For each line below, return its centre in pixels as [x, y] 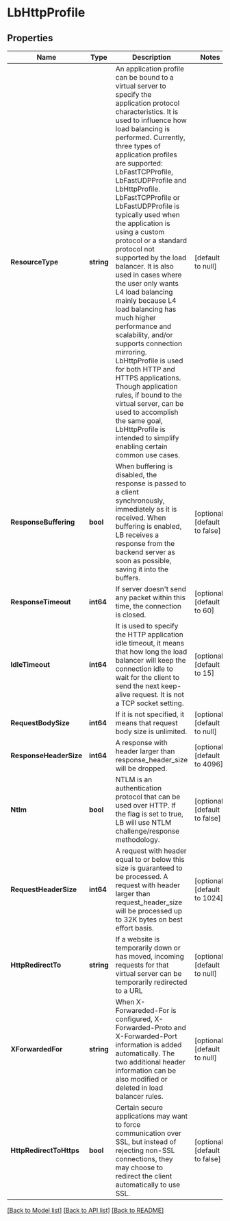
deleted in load [139, 1088]
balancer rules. [139, 1096]
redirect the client [144, 1176]
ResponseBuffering [43, 522]
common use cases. [148, 455]
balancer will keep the [151, 660]
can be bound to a [145, 77]
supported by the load [151, 258]
